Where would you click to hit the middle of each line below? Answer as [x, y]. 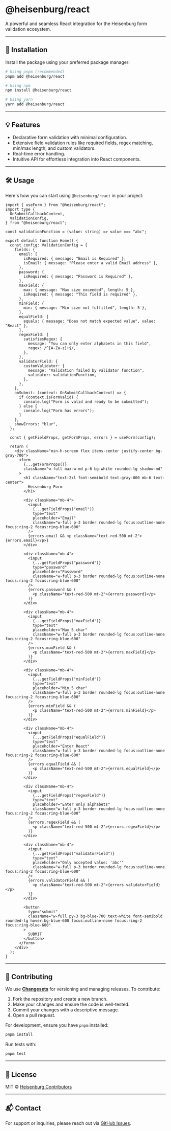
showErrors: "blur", [36, 424]
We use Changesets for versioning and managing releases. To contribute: [83, 989]
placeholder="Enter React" [61, 746]
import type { [20, 209]
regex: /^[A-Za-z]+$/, [52, 348]
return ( [19, 446]
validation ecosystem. [28, 29]
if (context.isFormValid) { [49, 397]
